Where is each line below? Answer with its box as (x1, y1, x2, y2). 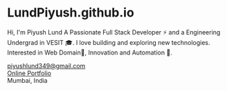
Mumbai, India (7, 76, 48, 84)
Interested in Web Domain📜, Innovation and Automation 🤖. (7, 48, 173, 57)
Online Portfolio (7, 69, 52, 77)
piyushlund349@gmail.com (7, 61, 86, 70)
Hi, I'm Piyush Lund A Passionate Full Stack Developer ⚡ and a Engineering (7, 28, 221, 36)
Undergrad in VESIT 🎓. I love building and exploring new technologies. (7, 38, 210, 46)
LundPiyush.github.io (7, 5, 135, 21)
